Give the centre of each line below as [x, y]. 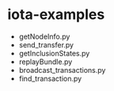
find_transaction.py [50, 78]
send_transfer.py [46, 44]
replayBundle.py [46, 62]
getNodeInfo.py [44, 36]
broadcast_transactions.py [62, 70]
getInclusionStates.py [54, 53]
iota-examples [56, 15]
